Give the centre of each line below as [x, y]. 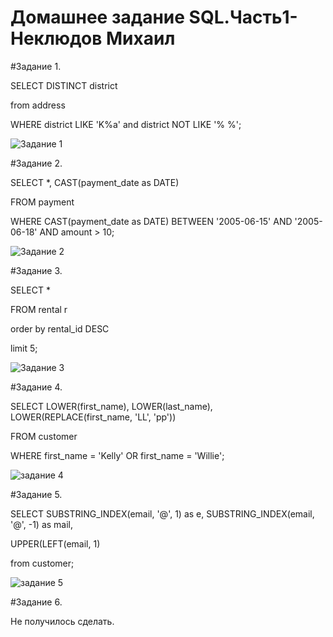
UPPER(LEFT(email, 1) [55, 543]
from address [38, 105]
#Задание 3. [36, 270]
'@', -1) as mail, [42, 524]
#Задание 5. [36, 494]
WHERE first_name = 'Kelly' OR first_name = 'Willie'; [117, 455]
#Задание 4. [36, 387]
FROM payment [42, 202]
